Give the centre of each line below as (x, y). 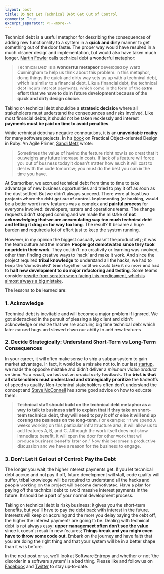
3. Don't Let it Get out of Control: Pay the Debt (60, 459)
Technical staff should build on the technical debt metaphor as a (84, 404)
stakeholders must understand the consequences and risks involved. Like (79, 113)
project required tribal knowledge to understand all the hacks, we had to (78, 260)
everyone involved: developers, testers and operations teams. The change (80, 209)
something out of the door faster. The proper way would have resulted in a (80, 47)
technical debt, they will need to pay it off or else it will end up (92, 415)
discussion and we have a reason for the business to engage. (79, 446)
